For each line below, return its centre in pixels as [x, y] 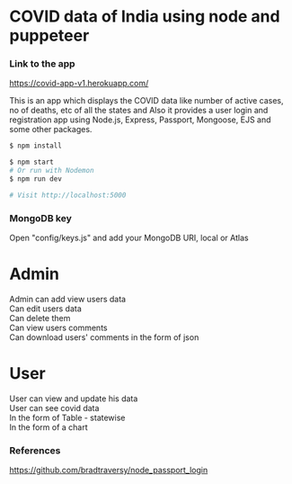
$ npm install [36, 146]
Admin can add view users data [68, 300]
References [35, 450]
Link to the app [42, 64]
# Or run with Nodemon [52, 171]
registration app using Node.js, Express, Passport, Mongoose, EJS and [140, 120]
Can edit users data [46, 309]
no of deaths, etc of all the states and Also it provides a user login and [139, 111]
